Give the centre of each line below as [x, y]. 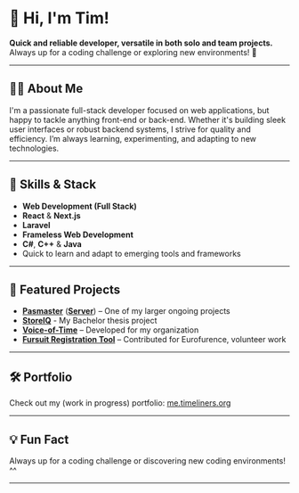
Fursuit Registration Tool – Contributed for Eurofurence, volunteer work [154, 340]
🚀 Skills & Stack [53, 185]
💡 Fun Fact [39, 439]
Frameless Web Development [77, 234]
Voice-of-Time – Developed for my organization [110, 330]
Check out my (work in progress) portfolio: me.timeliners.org [120, 403]
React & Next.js [52, 215]
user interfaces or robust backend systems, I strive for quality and [130, 129]
